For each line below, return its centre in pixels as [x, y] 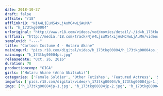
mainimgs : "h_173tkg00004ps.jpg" [39, 55]
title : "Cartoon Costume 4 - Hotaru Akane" [50, 46]
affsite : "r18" [20, 18]
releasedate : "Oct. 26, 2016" [36, 59]
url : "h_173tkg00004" [27, 28]
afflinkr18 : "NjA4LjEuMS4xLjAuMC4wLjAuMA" [49, 23]
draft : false [18, 14]
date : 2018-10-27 [23, 9]
